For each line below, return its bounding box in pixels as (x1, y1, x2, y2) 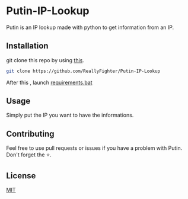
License (6, 171, 36, 181)
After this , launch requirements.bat (6, 79, 93, 86)
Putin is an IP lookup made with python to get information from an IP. (6, 24, 174, 31)
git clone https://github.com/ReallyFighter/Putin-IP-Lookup (6, 68, 161, 74)
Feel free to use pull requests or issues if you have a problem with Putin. (6, 145, 183, 152)
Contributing (6, 129, 55, 139)
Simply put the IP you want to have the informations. (6, 111, 134, 119)
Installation (6, 41, 49, 51)
